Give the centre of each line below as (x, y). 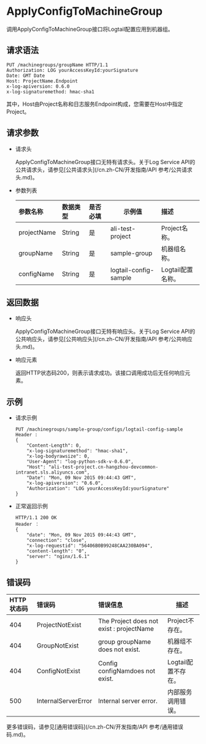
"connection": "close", (57, 541)
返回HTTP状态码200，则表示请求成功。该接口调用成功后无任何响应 (100, 373)
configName (36, 273)
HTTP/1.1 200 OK (36, 518)
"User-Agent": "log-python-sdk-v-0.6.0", (80, 462)
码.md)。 (17, 734)
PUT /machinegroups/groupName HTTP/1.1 (57, 65)
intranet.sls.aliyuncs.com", (52, 472)
